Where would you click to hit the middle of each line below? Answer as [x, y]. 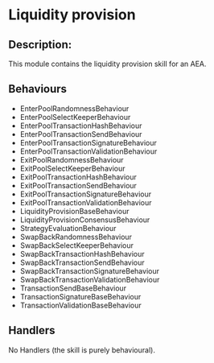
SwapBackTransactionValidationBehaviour [90, 279]
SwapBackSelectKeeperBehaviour [77, 245]
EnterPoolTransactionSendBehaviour [81, 134]
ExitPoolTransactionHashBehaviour [78, 177]
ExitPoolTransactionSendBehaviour [78, 185]
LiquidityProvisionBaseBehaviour [74, 211]
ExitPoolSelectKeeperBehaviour [73, 168]
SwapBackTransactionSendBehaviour [82, 262]
